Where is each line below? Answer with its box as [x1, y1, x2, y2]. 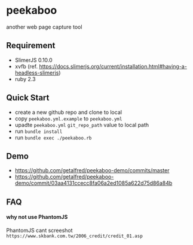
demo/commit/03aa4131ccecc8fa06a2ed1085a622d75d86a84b [14, 179, 173, 187]
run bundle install [14, 128, 63, 135]
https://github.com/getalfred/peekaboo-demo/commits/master [14, 167, 170, 174]
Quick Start [6, 93, 50, 103]
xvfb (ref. [14, 63, 38, 70]
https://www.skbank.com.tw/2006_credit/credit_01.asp [6, 233, 143, 239]
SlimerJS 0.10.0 [14, 56, 53, 63]
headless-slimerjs [14, 69, 59, 76]
